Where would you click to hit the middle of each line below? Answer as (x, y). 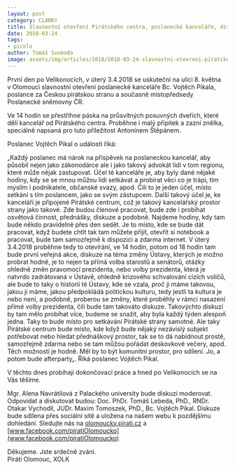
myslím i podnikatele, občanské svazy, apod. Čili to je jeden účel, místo (109, 187)
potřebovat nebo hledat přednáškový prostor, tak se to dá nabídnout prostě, (116, 336)
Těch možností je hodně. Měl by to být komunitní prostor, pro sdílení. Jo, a (114, 351)
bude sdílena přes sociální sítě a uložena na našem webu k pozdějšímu (109, 415)
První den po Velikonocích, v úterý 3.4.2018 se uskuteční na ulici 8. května (114, 79)
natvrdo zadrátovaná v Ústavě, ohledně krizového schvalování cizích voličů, (116, 276)
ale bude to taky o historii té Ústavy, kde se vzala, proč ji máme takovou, (111, 284)
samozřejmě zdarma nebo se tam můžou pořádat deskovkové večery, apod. (116, 344)
